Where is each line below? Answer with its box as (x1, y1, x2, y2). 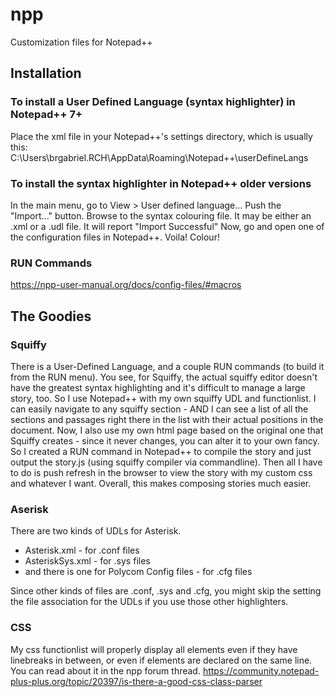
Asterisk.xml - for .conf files (24, 544, 140, 557)
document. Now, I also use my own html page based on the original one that (10, 424, 324, 436)
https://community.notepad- (202, 664, 320, 677)
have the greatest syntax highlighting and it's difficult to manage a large (10, 381, 306, 393)
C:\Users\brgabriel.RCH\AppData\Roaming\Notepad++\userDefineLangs (10, 151, 309, 163)
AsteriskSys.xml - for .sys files (24, 555, 151, 567)
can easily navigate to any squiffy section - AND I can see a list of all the (10, 403, 309, 415)
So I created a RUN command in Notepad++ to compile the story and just (10, 445, 312, 457)
